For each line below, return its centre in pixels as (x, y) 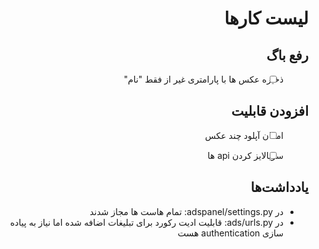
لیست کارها (266, 18)
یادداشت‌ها (279, 187)
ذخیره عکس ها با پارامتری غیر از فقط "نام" (204, 79)
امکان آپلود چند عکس (244, 135)
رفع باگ (287, 55)
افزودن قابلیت (270, 111)
